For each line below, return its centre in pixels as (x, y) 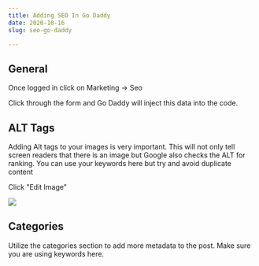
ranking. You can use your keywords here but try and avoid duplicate (120, 163)
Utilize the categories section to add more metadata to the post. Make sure (129, 246)
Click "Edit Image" (37, 187)
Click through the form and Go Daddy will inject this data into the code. (123, 103)
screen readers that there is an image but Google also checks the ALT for (127, 155)
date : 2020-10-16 (37, 23)
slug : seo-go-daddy (40, 30)
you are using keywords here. (56, 253)
